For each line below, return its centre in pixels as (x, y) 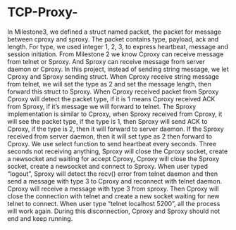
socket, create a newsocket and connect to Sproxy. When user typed (107, 166)
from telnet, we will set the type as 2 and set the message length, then (109, 84)
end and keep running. (40, 218)
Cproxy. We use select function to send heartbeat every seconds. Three (112, 143)
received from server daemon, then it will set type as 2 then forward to (110, 136)
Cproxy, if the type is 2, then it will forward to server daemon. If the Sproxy (116, 129)
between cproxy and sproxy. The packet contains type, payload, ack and (113, 39)
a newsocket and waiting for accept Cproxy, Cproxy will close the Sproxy (113, 158)
